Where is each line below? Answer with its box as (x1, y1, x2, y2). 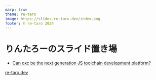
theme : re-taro (5, 12, 37, 17)
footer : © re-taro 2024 (5, 21, 54, 26)
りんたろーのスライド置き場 (5, 44, 117, 54)
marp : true (5, 7, 28, 12)
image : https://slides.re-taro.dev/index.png (5, 16, 100, 21)
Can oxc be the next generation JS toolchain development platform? (12, 60, 151, 66)
